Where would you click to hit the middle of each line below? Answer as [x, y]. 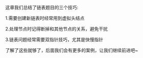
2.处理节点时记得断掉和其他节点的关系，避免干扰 [57, 29]
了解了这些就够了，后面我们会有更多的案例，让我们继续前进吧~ [72, 50]
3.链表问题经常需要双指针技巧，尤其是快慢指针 [54, 40]
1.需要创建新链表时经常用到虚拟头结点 [45, 18]
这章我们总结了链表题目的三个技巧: [42, 7]
